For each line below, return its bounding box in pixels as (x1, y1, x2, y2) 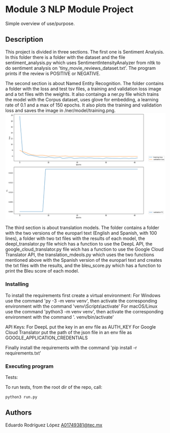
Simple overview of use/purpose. (5, 20, 75, 26)
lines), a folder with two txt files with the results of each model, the (5, 235, 145, 241)
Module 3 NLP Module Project (5, 4, 134, 15)
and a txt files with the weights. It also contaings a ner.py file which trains (5, 91, 159, 97)
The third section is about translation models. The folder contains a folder (5, 225, 159, 231)
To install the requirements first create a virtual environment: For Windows (5, 292, 161, 299)
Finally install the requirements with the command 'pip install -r (5, 344, 137, 350)
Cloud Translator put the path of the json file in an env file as (5, 329, 132, 335)
